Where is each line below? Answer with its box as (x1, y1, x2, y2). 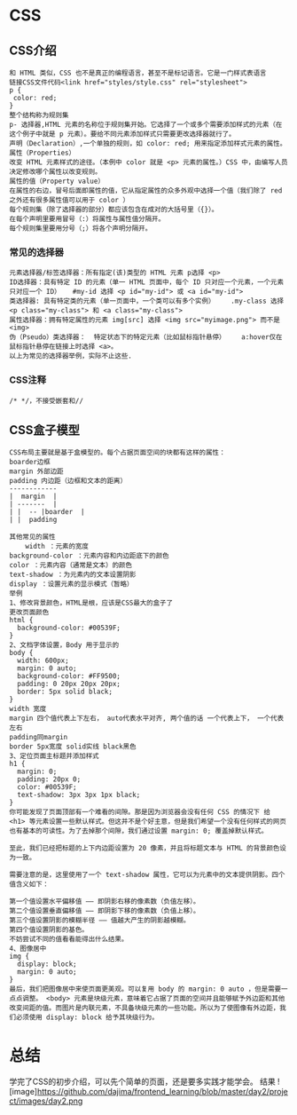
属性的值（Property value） (9, 177, 105, 186)
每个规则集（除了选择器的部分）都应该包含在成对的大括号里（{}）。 (9, 205, 219, 214)
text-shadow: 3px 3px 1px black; (17, 791, 141, 800)
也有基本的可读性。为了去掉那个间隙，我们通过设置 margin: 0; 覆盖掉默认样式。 (9, 826, 269, 835)
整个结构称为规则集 (9, 111, 69, 120)
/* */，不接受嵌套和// (9, 396, 84, 405)
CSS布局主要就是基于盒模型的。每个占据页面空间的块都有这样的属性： (9, 448, 226, 457)
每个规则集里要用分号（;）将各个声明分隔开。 (9, 224, 152, 233)
